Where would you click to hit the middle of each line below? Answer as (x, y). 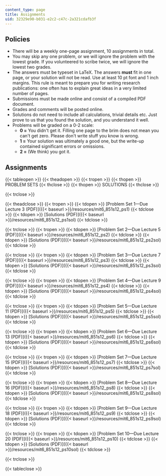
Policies (18, 39)
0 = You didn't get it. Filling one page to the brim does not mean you (89, 130)
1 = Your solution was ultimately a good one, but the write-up (82, 141)
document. (23, 104)
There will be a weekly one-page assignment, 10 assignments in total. (83, 51)
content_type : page (25, 10)
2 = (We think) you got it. (45, 152)
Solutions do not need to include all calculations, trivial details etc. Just (85, 115)
